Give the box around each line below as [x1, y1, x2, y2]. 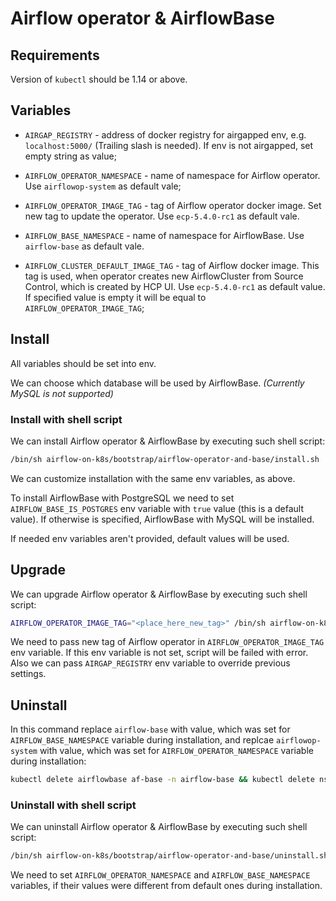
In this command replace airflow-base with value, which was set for [10, 723, 291, 736]
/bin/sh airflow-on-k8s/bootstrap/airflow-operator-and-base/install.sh [10, 454, 320, 464]
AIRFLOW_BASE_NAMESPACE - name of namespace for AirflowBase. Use [24, 229, 305, 241]
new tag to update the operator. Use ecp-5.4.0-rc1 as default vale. [24, 210, 300, 222]
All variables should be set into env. [10, 357, 157, 369]
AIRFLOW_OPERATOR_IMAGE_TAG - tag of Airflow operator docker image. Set [24, 199, 322, 211]
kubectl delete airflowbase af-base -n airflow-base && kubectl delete [10, 775, 315, 785]
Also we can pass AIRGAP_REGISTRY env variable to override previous [10, 657, 291, 669]
